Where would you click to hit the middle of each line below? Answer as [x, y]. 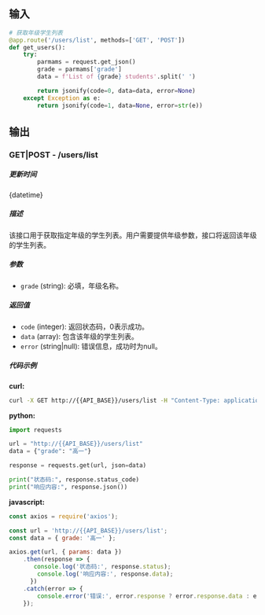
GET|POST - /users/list [53, 154]
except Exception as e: [62, 98]
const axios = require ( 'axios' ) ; [64, 516]
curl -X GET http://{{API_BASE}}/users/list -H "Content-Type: [115, 400]
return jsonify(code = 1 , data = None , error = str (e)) [120, 105]
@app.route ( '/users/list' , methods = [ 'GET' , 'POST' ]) [97, 40]
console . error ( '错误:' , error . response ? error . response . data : [144, 596]
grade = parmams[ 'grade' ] [80, 69]
